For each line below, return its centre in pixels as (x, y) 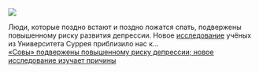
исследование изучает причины (62, 60)
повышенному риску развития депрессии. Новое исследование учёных (130, 35)
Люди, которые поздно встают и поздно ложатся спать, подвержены (125, 27)
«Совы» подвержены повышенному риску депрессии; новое (111, 52)
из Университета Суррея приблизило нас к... (83, 44)
